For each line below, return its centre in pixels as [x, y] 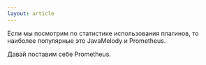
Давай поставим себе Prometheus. [59, 54]
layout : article [31, 13]
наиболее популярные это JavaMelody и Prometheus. [87, 40]
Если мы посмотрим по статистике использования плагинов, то [103, 33]
